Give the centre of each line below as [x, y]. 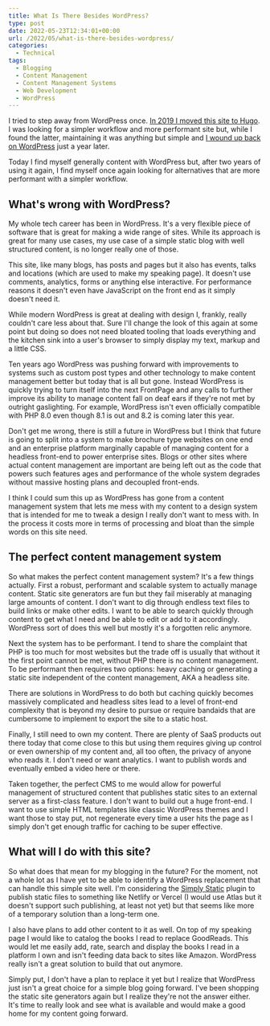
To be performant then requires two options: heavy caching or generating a [133, 668]
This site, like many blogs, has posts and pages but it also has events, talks [133, 265]
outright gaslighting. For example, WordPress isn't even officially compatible [135, 407]
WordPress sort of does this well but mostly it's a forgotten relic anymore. [130, 627]
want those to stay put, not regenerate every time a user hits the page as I [131, 818]
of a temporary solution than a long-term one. [84, 914]
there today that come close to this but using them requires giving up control [135, 742]
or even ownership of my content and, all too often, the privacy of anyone [130, 751]
